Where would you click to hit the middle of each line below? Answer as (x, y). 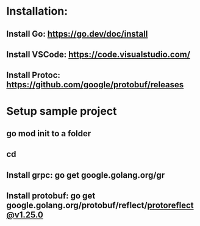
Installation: (37, 11)
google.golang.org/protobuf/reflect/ (77, 206)
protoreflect (170, 206)
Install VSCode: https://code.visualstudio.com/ (98, 54)
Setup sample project (62, 111)
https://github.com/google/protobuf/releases (95, 85)
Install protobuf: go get (51, 196)
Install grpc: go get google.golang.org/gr (86, 175)
